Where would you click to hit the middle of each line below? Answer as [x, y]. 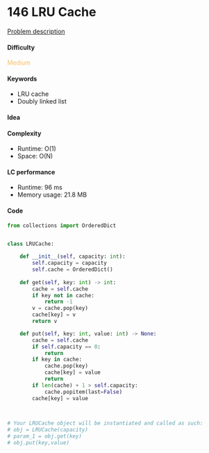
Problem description [36, 31]
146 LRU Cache [52, 12]
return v [45, 321]
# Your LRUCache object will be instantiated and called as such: [105, 423]
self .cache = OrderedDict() [73, 270]
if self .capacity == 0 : [66, 347]
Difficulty [21, 47]
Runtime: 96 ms [40, 188]
